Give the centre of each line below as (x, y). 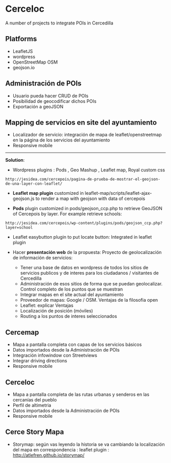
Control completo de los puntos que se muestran (72, 289)
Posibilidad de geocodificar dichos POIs (54, 101)
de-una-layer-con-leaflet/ (34, 184)
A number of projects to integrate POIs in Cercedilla (59, 23)
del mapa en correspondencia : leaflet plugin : (61, 450)
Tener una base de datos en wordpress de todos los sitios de (84, 268)
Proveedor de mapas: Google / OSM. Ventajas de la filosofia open (89, 300)
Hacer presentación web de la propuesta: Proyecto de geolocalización (87, 252)
